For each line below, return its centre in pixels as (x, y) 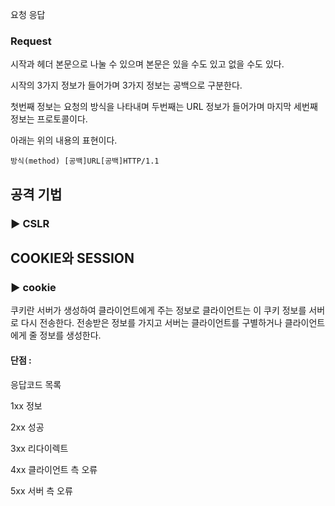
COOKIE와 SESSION (72, 258)
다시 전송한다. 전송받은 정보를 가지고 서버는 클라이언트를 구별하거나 (151, 323)
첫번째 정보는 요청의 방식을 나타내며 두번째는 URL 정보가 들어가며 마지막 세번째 (164, 107)
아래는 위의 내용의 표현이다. (64, 140)
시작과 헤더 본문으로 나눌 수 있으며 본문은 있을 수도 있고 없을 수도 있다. (147, 64)
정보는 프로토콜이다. (49, 119)
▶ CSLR (30, 223)
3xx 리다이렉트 (39, 448)
